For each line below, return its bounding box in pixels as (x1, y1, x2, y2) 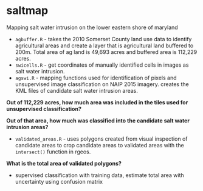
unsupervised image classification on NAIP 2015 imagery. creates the (15, 80, 190, 88)
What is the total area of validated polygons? (6, 159, 122, 167)
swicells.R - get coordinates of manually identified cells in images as (15, 61, 189, 69)
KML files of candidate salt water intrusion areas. (15, 87, 139, 94)
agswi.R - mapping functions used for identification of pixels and (15, 74, 177, 81)
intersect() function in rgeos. (15, 148, 91, 155)
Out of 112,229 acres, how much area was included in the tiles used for (6, 98, 188, 106)
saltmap (6, 4, 49, 18)
